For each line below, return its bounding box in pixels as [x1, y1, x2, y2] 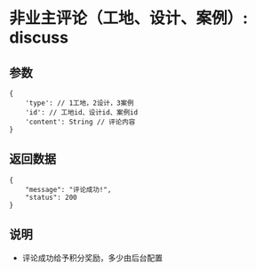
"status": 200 [25, 193, 77, 202]
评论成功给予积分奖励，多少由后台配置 [21, 252, 163, 263]
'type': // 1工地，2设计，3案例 [25, 99, 134, 108]
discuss [9, 28, 69, 48]
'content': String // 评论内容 [25, 117, 136, 126]
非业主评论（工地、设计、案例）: [9, 8, 249, 28]
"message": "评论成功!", [25, 185, 112, 194]
